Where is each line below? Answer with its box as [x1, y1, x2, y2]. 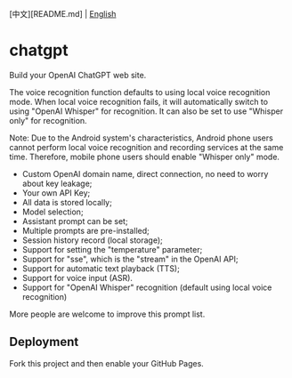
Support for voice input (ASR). [21, 272, 134, 283]
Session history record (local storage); [21, 235, 163, 245]
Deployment [9, 334, 79, 350]
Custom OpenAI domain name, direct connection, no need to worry [21, 168, 269, 179]
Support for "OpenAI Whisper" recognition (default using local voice [21, 282, 272, 293]
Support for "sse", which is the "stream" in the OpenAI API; [21, 253, 239, 264]
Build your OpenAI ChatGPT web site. [9, 69, 147, 80]
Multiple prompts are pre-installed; [21, 225, 150, 236]
